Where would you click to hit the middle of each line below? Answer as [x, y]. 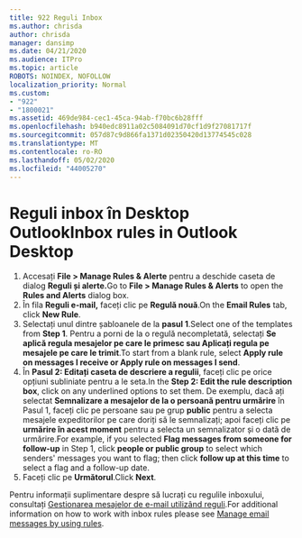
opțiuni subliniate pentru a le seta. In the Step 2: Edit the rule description [157, 382]
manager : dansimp [42, 43]
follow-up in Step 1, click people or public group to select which [142, 449]
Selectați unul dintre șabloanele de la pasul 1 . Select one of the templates [157, 324]
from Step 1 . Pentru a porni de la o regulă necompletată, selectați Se [149, 333]
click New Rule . [51, 315]
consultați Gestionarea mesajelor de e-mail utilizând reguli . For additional [144, 505]
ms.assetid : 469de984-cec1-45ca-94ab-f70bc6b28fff [106, 118]
